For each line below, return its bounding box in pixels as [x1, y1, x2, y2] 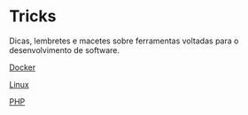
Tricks [9, 6, 57, 27]
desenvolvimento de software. [9, 44, 120, 55]
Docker [9, 62, 36, 73]
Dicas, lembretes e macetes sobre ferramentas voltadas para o [9, 35, 239, 46]
